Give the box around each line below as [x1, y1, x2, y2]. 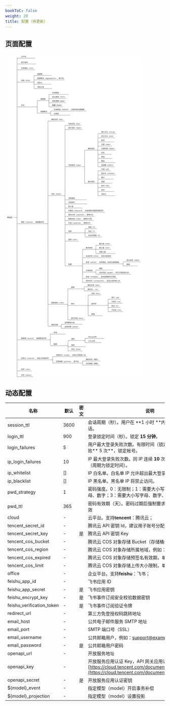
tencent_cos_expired [7, 554, 51, 560]
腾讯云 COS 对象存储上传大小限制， [88, 562, 162, 569]
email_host [7, 618, 30, 625]
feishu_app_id [7, 578, 36, 585]
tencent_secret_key [7, 530, 48, 536]
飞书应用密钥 [88, 587, 115, 592]
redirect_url [7, 610, 31, 616]
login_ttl [7, 433, 24, 439]
